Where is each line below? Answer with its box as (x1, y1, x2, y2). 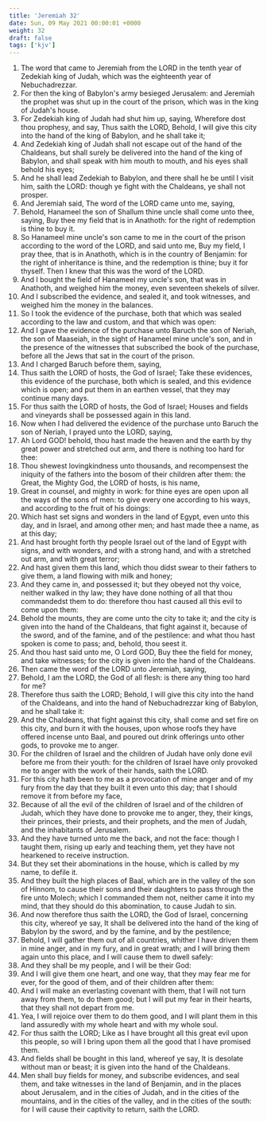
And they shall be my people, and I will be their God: (20, 961, 192, 971)
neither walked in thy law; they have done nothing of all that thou (20, 588, 233, 598)
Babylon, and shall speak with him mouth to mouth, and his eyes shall (20, 156, 249, 166)
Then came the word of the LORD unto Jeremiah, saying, (20, 665, 207, 674)
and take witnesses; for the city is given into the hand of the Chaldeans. (20, 656, 256, 665)
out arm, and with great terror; (20, 555, 120, 564)
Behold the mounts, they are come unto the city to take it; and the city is (20, 614, 257, 623)
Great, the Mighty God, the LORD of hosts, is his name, (20, 478, 200, 488)
